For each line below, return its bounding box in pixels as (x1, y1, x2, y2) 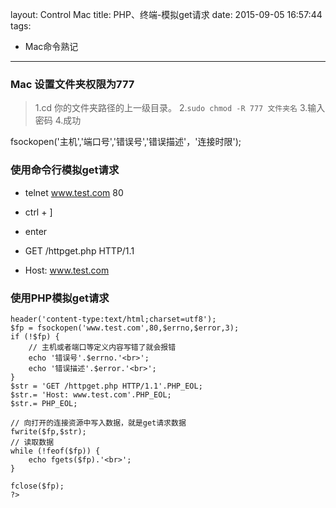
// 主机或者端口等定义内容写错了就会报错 (28, 342, 177, 352)
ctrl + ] (24, 206, 53, 218)
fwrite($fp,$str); (10, 426, 87, 437)
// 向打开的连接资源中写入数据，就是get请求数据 (10, 418, 187, 428)
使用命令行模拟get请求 (10, 163, 120, 177)
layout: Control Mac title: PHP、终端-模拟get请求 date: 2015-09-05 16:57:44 (10, 9, 323, 20)
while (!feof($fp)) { (10, 446, 101, 456)
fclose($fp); (10, 481, 65, 491)
